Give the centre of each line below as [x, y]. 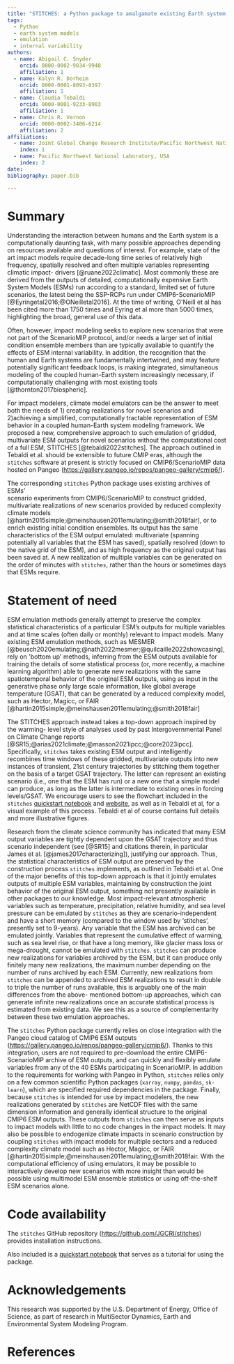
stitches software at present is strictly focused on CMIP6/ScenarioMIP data [116, 462]
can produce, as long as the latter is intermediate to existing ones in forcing [116, 789]
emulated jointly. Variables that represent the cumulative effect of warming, [115, 935]
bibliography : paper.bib [43, 176]
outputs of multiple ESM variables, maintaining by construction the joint [110, 884]
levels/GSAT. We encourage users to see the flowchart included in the [108, 796]
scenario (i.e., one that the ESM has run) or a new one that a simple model [114, 781]
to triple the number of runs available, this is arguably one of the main [107, 988]
